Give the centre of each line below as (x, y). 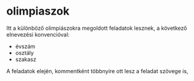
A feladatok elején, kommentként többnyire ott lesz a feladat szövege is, (97, 71)
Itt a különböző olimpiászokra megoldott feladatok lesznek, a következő (97, 28)
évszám (25, 46)
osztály (25, 52)
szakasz (26, 59)
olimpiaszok (38, 11)
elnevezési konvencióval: (38, 34)
